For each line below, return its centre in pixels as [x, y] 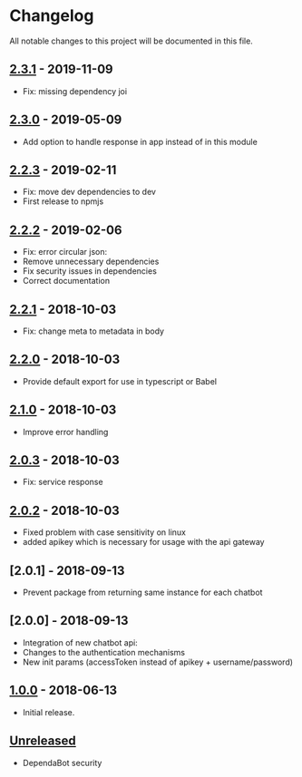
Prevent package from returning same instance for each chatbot [142, 592]
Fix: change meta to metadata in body [93, 331]
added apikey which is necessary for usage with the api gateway [143, 542]
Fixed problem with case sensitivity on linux [104, 532]
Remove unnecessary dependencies [91, 262]
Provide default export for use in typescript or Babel [120, 381]
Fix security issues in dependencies [89, 271]
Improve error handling [65, 432]
